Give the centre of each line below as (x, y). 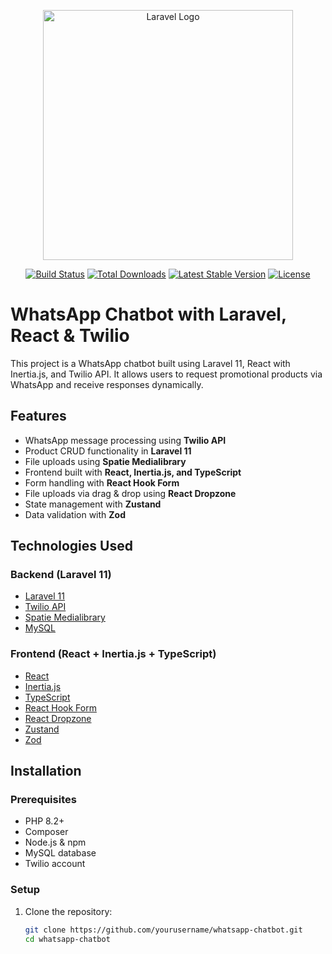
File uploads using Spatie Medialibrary (105, 461)
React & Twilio (70, 336)
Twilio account (55, 864)
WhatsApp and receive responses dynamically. (107, 384)
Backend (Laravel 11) (61, 575)
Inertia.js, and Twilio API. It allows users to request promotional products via (166, 374)
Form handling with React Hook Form (102, 482)
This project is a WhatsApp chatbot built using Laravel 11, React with (150, 363)
